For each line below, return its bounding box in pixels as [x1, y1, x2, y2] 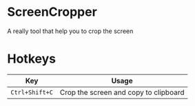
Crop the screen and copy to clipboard [59, 87, 185, 97]
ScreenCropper [7, 4, 98, 20]
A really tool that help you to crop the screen [7, 27, 134, 35]
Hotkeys [7, 51, 57, 67]
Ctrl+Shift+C [10, 88, 54, 96]
